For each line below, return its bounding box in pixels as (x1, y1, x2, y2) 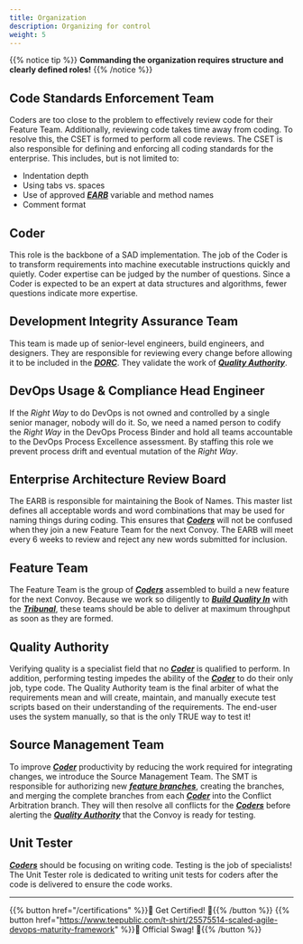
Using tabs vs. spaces (22, 180, 106, 191)
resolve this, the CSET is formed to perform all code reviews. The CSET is (9, 134, 283, 145)
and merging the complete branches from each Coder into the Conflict (9, 790, 272, 800)
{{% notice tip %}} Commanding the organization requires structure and (9, 55, 284, 66)
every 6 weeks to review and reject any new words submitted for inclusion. (9, 534, 288, 545)
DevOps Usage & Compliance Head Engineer (9, 383, 265, 398)
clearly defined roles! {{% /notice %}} (9, 64, 153, 75)
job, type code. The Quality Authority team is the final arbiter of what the (9, 683, 280, 694)
